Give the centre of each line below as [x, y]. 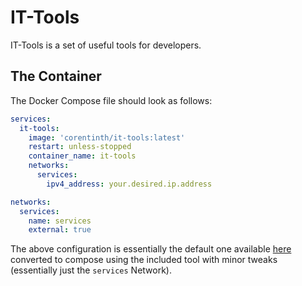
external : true [60, 230]
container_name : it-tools [82, 156]
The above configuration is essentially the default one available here [151, 249]
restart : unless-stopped [80, 147]
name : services [60, 221]
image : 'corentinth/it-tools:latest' [107, 137]
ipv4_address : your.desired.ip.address [129, 184]
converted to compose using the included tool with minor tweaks [144, 260]
